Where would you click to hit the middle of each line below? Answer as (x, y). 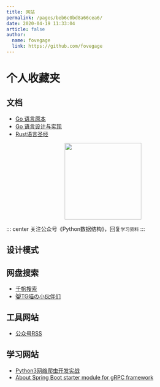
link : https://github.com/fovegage (57, 47)
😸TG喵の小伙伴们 (38, 296)
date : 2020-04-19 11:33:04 (41, 23)
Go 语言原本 (30, 118)
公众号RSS (29, 333)
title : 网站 (21, 12)
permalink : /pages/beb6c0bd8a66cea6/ (55, 18)
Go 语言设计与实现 (39, 126)
